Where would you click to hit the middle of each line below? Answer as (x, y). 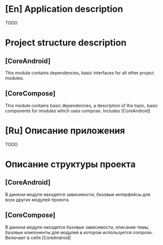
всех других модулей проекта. (38, 200)
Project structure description (66, 43)
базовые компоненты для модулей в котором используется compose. (79, 232)
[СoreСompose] (30, 94)
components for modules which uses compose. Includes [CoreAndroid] (78, 111)
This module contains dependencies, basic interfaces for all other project (80, 73)
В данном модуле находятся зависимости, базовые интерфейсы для (78, 194)
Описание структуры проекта (70, 164)
